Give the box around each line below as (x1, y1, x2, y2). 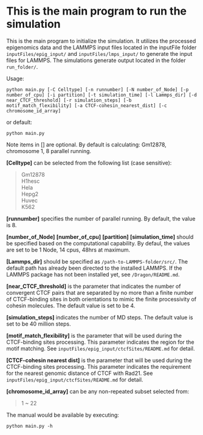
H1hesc (21, 177, 40, 185)
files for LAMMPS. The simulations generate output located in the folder (6, 57, 187, 64)
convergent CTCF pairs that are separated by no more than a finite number (6, 289, 194, 296)
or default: (6, 118, 32, 126)
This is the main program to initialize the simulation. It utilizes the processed (6, 37, 196, 44)
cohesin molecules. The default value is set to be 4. (6, 302, 136, 309)
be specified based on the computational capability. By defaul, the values (6, 239, 190, 247)
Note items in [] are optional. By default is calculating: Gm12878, (6, 141, 167, 148)
